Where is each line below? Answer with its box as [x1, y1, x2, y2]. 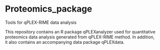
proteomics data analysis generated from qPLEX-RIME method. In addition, [5, 34, 155, 40]
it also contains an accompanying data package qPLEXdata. [5, 39, 125, 45]
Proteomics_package [5, 3, 92, 15]
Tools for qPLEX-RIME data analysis [5, 19, 77, 25]
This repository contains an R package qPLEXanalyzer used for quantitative [5, 29, 156, 34]
